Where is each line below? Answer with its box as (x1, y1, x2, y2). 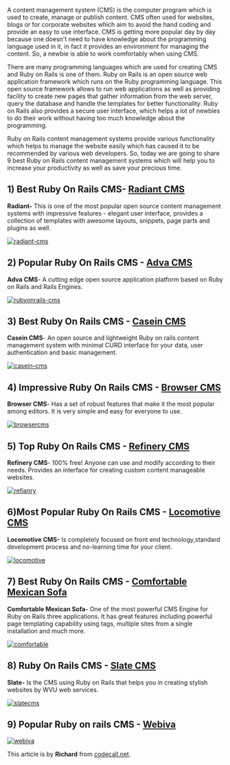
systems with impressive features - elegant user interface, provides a (7, 209, 204, 217)
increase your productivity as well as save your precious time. (7, 164, 182, 172)
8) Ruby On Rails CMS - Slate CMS (7, 660, 157, 672)
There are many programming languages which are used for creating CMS (7, 63, 218, 71)
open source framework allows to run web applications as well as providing (7, 85, 220, 93)
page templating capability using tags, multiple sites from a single (7, 619, 193, 628)
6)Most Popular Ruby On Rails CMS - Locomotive (7, 506, 221, 518)
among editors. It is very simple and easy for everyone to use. (7, 407, 182, 415)
